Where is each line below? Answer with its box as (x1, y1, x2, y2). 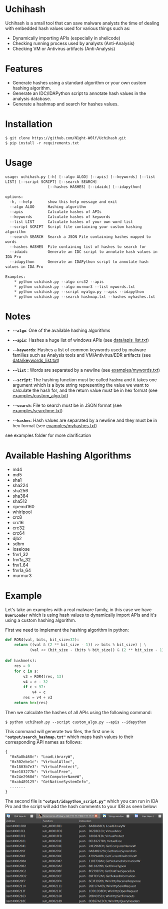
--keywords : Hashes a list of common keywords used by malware (12, 346, 146, 353)
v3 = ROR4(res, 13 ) (23, 674, 64, 679)
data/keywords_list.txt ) (12, 357, 60, 363)
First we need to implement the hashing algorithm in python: (5, 627, 129, 633)
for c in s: (14, 669, 39, 674)
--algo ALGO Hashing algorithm (9, 204, 86, 209)
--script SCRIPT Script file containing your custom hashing (9, 224, 142, 229)
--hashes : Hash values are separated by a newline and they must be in (12, 417, 157, 423)
